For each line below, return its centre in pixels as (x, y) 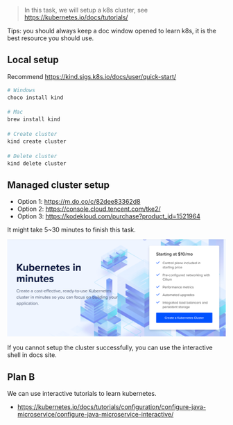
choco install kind (35, 97)
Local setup (33, 60)
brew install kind (34, 120)
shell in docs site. (32, 355)
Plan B (21, 377)
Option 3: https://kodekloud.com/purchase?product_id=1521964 (109, 216)
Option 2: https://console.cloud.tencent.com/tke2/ (89, 209)
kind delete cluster (37, 163)
